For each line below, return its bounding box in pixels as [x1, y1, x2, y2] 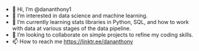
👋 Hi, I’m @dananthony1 [12, 6, 72, 13]
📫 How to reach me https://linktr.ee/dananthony [12, 38, 133, 45]
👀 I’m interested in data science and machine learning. [12, 12, 148, 19]
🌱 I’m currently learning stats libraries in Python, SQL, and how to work [12, 19, 189, 25]
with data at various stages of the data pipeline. [12, 25, 132, 32]
